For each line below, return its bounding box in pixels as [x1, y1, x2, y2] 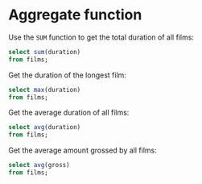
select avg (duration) [8, 123, 81, 132]
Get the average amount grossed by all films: [8, 145, 157, 155]
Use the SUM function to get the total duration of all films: [8, 32, 195, 42]
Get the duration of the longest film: [8, 70, 127, 80]
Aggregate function [8, 6, 142, 24]
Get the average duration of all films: [8, 107, 130, 118]
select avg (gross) [8, 161, 70, 169]
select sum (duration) [8, 48, 81, 56]
